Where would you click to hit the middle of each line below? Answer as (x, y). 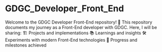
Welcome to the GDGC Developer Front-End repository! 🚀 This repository (79, 22)
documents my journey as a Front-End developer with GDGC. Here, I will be (81, 27)
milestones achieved (26, 45)
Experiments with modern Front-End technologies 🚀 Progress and (71, 40)
